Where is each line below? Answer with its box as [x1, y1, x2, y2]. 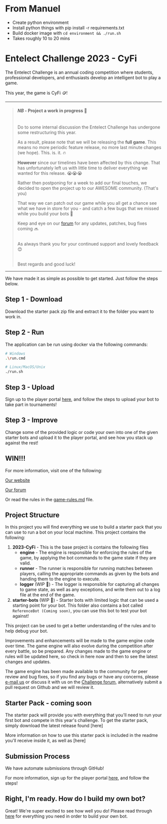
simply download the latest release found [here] [5, 723, 103, 729]
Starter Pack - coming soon [5, 698, 92, 707]
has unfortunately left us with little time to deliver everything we [17, 165, 148, 171]
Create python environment [12, 19, 69, 25]
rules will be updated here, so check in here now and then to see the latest [5, 654, 158, 660]
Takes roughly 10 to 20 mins [12, 35, 71, 41]
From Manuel [5, 3, 61, 14]
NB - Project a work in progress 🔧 [17, 108, 87, 114]
